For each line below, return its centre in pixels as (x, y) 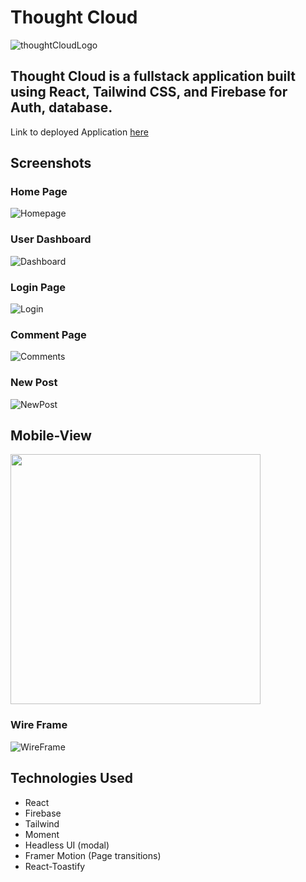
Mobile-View (51, 436)
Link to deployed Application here (79, 132)
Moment (42, 834)
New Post (34, 383)
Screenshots (51, 163)
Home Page (39, 192)
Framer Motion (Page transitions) (93, 855)
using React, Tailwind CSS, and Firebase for (149, 92)
